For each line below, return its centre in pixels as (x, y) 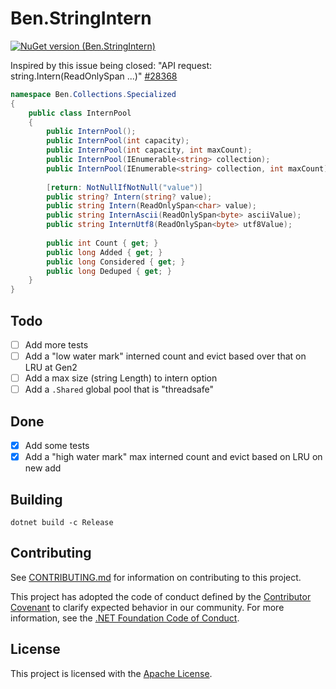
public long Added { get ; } (104, 252)
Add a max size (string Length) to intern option (121, 378)
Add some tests (57, 446)
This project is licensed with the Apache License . (111, 673)
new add (43, 468)
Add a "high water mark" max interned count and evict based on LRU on (173, 457)
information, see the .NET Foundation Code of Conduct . (125, 618)
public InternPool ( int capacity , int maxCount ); (149, 150)
